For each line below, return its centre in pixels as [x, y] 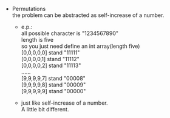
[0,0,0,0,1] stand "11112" [50, 59]
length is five [37, 40]
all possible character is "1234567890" [70, 33]
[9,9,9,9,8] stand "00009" [53, 85]
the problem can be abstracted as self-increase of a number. [88, 15]
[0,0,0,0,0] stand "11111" [50, 53]
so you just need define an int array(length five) [80, 46]
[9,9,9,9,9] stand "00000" [53, 91]
